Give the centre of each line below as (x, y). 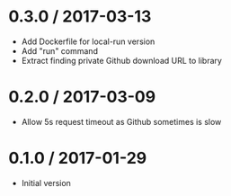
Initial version (46, 183)
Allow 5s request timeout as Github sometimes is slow (121, 121)
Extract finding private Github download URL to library (121, 60)
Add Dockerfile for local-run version (88, 41)
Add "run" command (59, 50)
